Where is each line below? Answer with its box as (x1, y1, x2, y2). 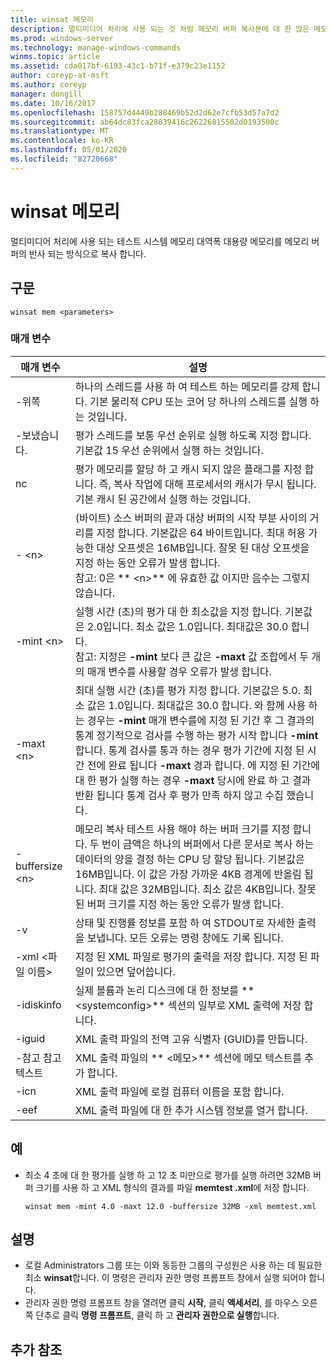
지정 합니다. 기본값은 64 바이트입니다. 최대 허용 (96, 526, 307, 540)
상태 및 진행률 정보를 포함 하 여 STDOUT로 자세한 (74, 916, 295, 930)
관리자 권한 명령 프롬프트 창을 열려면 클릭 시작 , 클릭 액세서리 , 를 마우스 (24, 1297, 300, 1309)
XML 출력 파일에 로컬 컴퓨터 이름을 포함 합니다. (74, 1084, 285, 1098)
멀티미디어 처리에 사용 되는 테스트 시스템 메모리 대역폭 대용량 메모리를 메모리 (10, 235, 310, 247)
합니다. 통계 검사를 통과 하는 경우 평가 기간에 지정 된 (74, 743, 305, 757)
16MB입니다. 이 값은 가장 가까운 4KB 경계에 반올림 (74, 867, 302, 881)
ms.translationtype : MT (10, 126, 110, 136)
